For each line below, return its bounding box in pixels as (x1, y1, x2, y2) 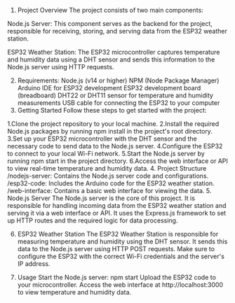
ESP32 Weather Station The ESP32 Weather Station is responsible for (17, 230, 219, 238)
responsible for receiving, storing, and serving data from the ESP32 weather (7, 27, 228, 35)
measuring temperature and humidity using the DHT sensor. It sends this (17, 237, 228, 246)
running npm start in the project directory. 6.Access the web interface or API (7, 157, 228, 165)
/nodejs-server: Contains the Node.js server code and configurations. (7, 171, 209, 180)
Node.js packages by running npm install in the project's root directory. (7, 127, 213, 135)
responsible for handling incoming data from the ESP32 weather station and (7, 202, 227, 209)
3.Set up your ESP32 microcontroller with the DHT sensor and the (7, 134, 198, 143)
